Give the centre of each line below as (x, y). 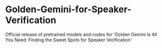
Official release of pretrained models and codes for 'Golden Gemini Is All (81, 34)
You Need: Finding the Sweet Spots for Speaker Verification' (69, 40)
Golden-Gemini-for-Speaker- (68, 9)
